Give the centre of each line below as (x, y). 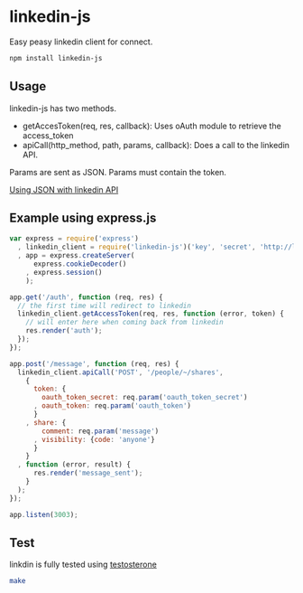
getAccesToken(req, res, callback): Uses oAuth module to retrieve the (151, 126)
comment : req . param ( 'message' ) (101, 431)
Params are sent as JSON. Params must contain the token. (118, 172)
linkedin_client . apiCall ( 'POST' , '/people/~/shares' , (120, 372)
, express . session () (64, 272)
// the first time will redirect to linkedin (105, 306)
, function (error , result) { (74, 465)
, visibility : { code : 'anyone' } (94, 439)
